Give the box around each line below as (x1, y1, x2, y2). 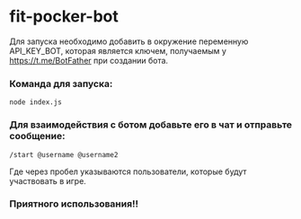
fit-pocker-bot (9, 6, 119, 27)
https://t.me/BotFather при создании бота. (9, 55, 169, 66)
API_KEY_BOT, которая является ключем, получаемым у (9, 45, 227, 56)
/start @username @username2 (9, 150, 119, 159)
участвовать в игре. (9, 175, 87, 186)
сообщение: (9, 130, 66, 143)
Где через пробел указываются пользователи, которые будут (9, 166, 247, 177)
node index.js (9, 98, 63, 107)
